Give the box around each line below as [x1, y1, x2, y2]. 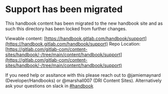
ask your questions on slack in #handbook [5, 82, 94, 89]
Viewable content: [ [5, 35, 46, 41]
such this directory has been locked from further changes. [5, 25, 127, 31]
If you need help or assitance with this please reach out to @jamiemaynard [5, 72, 161, 78]
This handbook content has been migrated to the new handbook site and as [5, 20, 163, 26]
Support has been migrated [5, 4, 123, 15]
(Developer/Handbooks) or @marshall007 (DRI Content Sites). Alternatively [5, 77, 162, 83]
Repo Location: [109, 40, 141, 46]
